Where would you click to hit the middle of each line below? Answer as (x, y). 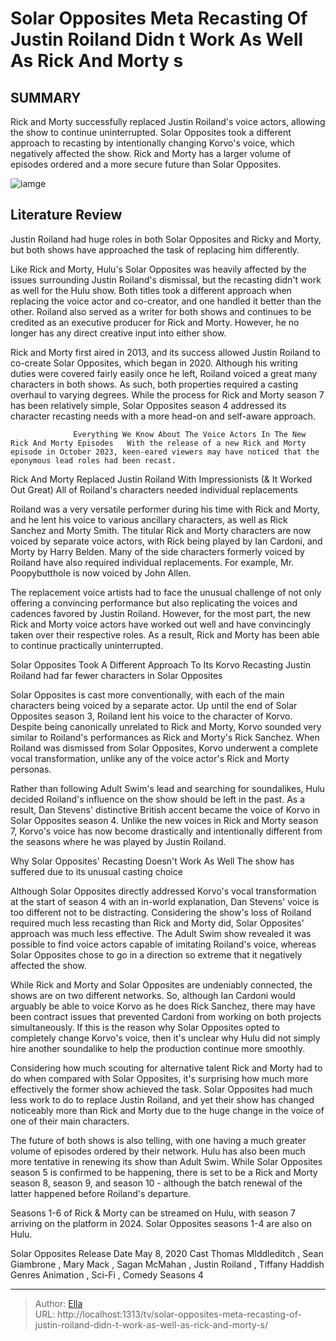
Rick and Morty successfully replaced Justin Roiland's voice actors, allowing (168, 121)
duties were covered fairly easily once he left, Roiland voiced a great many (164, 373)
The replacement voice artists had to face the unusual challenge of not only (166, 592)
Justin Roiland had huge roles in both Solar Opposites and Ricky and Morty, (166, 239)
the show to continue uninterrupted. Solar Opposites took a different (151, 132)
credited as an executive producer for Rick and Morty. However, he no (155, 322)
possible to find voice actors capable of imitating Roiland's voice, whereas (163, 944)
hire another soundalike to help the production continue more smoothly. (158, 1048)
